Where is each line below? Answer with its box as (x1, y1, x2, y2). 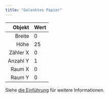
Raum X (10, 65, 29, 72)
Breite (15, 32, 29, 39)
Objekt (12, 23, 29, 31)
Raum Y (10, 73, 29, 81)
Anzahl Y (8, 57, 29, 64)
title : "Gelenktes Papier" (5, 7, 62, 13)
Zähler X (9, 49, 29, 56)
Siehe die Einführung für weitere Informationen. (5, 87, 105, 93)
